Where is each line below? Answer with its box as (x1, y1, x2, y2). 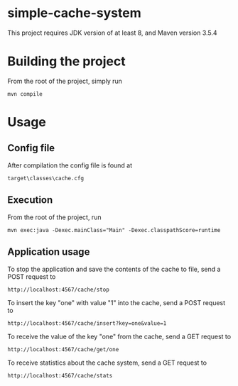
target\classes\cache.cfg (7, 175, 84, 182)
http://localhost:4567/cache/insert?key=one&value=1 (7, 319, 167, 327)
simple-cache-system (7, 5, 141, 21)
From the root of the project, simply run (7, 77, 123, 85)
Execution (7, 194, 53, 206)
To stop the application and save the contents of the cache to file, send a (7, 265, 221, 273)
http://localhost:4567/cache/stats (7, 372, 113, 379)
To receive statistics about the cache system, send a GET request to (7, 358, 207, 367)
